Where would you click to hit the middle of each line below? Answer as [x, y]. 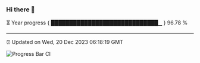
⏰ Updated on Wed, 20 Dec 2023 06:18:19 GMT [65, 42]
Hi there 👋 [21, 10]
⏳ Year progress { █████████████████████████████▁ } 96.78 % [97, 23]
